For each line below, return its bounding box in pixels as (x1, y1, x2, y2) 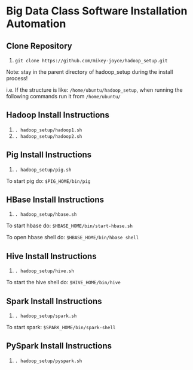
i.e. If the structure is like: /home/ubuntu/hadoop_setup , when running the (6, 86, 183, 94)
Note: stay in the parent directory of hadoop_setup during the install (6, 68, 173, 76)
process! (6, 75, 28, 82)
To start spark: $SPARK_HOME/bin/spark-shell (6, 324, 116, 331)
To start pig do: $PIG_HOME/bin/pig (6, 177, 91, 184)
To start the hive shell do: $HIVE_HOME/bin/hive (6, 279, 121, 286)
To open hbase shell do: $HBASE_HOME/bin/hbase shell (6, 234, 139, 241)
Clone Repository (6, 41, 73, 51)
